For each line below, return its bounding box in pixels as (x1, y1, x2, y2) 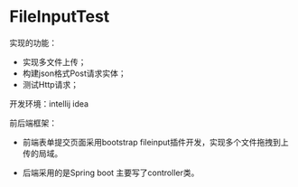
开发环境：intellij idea (9, 98, 88, 109)
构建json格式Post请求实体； (22, 68, 126, 79)
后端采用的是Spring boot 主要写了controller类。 (22, 167, 200, 178)
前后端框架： (9, 117, 57, 128)
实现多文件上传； (22, 56, 87, 67)
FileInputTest (9, 6, 110, 27)
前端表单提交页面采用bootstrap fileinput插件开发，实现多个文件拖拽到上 (22, 136, 289, 147)
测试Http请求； (22, 79, 79, 89)
